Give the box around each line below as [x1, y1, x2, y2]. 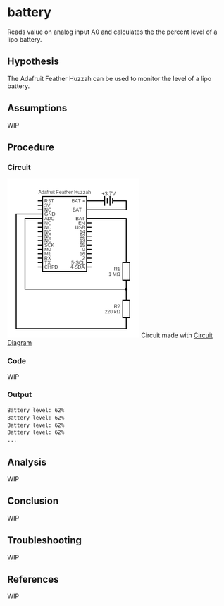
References [7, 574, 59, 586]
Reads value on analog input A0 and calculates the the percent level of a [7, 28, 218, 36]
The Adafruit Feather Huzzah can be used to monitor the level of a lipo [7, 74, 212, 83]
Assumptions [7, 102, 68, 114]
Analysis [7, 456, 47, 468]
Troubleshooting [7, 534, 82, 547]
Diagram [7, 339, 32, 347]
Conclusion [7, 495, 59, 507]
